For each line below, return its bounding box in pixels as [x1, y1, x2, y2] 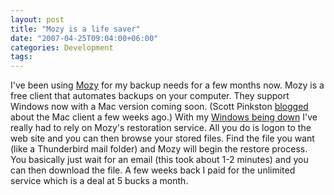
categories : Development [10, 42, 114, 53]
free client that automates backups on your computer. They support [10, 90, 290, 102]
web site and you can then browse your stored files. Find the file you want [10, 132, 315, 145]
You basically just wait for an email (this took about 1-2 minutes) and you [10, 154, 309, 166]
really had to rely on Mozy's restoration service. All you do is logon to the [10, 122, 312, 134]
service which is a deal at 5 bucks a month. [10, 175, 189, 187]
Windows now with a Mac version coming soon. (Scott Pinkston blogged [10, 101, 309, 113]
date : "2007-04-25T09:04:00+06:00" [10, 33, 159, 43]
